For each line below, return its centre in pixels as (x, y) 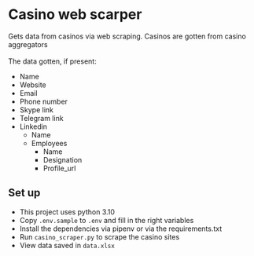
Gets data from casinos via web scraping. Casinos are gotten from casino (127, 36)
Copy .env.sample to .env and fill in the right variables (107, 220)
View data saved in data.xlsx (67, 245)
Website (33, 85)
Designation (63, 159)
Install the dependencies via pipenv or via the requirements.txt (121, 229)
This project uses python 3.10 (67, 212)
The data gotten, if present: (52, 61)
